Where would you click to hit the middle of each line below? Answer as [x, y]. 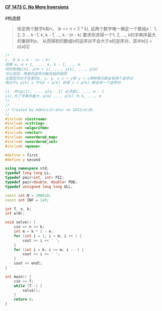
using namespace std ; [27, 168]
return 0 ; [24, 299]
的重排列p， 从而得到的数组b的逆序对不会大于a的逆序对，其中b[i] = [85, 41]
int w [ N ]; [15, 214]
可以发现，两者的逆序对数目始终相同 [36, 73]
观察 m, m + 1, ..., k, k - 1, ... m [43, 64]
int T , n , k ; [18, 209]
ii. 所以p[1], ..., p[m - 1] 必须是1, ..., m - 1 [55, 92]
